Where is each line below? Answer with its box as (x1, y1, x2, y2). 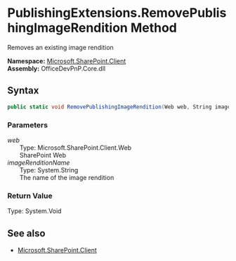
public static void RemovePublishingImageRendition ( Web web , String (7, 103, 212, 110)
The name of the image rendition (20, 173, 114, 182)
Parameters (7, 120, 48, 129)
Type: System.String (20, 165, 79, 174)
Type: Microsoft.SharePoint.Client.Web (20, 143, 132, 152)
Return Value (7, 191, 53, 200)
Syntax (7, 84, 39, 96)
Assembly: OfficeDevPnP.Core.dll (7, 64, 106, 72)
